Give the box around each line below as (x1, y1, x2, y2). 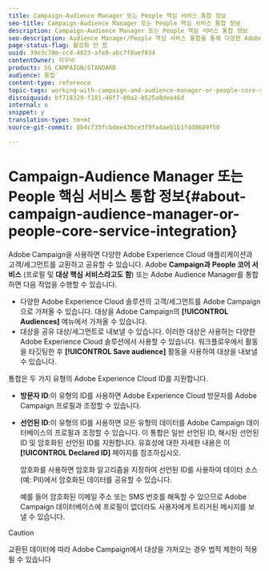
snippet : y (8, 109, 45, 117)
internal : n (8, 101, 48, 109)
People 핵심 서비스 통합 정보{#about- (8, 187, 247, 205)
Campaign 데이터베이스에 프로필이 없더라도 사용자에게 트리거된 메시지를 (19, 501, 247, 511)
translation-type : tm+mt (8, 116, 91, 124)
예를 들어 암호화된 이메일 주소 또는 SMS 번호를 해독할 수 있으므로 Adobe (19, 492, 247, 501)
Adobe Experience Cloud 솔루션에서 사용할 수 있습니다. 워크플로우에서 (19, 336, 244, 346)
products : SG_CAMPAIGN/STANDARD (8, 64, 116, 72)
